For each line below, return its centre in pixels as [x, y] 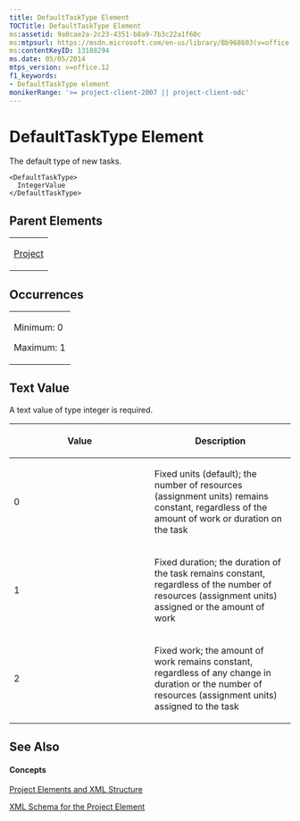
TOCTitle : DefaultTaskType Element [75, 26]
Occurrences [46, 295]
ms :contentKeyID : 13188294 [59, 51]
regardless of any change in [213, 673]
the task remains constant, [210, 573]
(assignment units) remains [212, 495]
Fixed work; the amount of [210, 650]
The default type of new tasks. [66, 161]
